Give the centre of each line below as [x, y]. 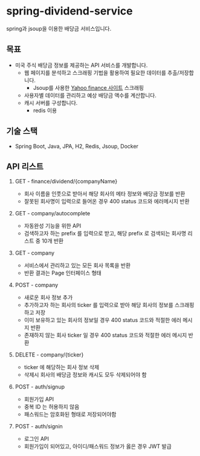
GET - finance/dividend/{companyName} [66, 182]
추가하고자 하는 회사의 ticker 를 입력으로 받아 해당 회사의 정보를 [98, 305]
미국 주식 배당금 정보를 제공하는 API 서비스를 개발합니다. [81, 65]
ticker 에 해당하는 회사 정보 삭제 [62, 367]
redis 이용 [45, 110]
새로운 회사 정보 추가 [48, 297]
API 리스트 [25, 166]
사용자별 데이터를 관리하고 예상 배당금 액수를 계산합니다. [90, 95]
